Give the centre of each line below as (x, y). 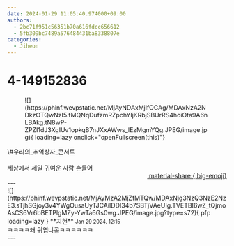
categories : (24, 40)
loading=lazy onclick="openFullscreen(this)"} (100, 137)
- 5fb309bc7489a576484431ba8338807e (67, 33)
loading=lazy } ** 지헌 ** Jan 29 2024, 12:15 (64, 221)
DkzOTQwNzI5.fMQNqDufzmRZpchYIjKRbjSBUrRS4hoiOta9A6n (116, 115)
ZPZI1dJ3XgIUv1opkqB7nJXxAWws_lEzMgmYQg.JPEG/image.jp (116, 129)
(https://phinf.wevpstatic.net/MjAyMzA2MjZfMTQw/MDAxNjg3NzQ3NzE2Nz (117, 198)
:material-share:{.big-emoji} (187, 175)
